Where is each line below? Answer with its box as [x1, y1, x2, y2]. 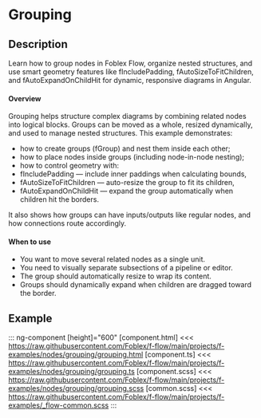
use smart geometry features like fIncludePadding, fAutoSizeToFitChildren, [8, 67, 254, 77]
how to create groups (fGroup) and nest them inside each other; [19, 144, 231, 153]
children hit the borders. [19, 195, 100, 204]
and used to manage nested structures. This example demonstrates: [8, 128, 233, 138]
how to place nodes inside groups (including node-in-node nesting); [19, 152, 245, 162]
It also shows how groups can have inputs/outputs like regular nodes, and [8, 210, 251, 220]
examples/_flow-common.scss [8, 400, 109, 410]
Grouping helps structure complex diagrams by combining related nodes [8, 112, 247, 121]
